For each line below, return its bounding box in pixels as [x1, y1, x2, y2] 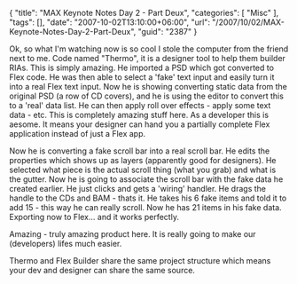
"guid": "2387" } [137, 27, 198, 36]
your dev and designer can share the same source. [9, 265, 195, 275]
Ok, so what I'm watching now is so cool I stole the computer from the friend [9, 43, 289, 54]
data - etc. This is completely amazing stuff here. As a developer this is [9, 110, 269, 120]
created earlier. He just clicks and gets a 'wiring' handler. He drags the [9, 184, 266, 193]
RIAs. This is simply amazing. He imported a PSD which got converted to [9, 62, 275, 73]
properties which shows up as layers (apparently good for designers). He [9, 155, 277, 165]
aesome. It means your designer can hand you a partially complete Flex [9, 119, 270, 130]
